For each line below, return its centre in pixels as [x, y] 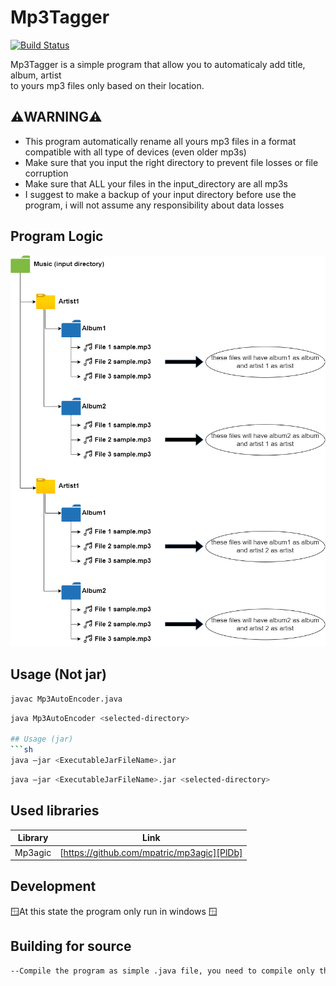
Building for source [71, 946]
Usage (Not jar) [58, 674]
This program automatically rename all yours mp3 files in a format [160, 141]
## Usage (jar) [42, 739]
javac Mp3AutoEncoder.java [66, 699]
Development [53, 886]
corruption [46, 173]
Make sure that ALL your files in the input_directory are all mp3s [156, 183]
